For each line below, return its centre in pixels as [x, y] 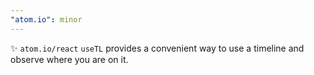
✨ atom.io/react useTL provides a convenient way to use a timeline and [157, 48]
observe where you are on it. [69, 59]
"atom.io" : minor [46, 19]
